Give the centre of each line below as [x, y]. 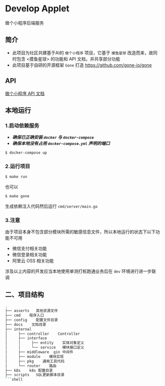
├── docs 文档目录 [26, 324]
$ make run [16, 177]
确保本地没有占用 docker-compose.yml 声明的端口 [61, 143]
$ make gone [17, 196]
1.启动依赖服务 [22, 125]
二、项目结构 [25, 295]
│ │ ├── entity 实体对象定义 [45, 343]
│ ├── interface [26, 338]
